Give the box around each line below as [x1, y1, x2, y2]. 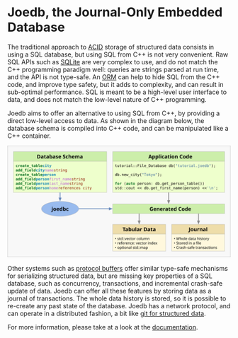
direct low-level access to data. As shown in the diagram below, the [7, 116, 205, 124]
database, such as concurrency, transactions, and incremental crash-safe [7, 279, 223, 287]
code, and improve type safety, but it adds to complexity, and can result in [7, 80, 224, 88]
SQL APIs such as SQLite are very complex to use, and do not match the [7, 57, 218, 66]
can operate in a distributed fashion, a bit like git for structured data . [7, 309, 207, 317]
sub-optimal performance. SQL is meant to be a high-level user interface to [7, 88, 227, 96]
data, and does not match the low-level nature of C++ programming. [7, 95, 207, 103]
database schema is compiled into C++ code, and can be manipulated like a [7, 124, 229, 132]
